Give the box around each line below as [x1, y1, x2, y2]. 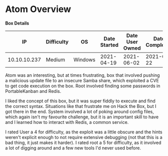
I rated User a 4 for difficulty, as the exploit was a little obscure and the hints [5, 129, 162, 135]
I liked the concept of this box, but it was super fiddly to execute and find [5, 98, 156, 104]
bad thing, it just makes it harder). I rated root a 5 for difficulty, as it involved [5, 139, 161, 145]
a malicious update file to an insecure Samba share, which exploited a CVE [5, 77, 159, 83]
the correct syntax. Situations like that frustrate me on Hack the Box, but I [5, 103, 156, 109]
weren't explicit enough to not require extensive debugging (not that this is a [5, 134, 162, 140]
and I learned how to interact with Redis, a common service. [5, 119, 129, 125]
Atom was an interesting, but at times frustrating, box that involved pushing [5, 72, 160, 78]
